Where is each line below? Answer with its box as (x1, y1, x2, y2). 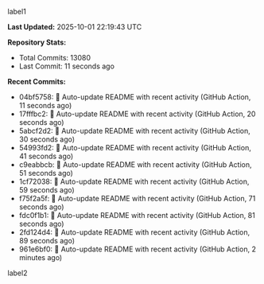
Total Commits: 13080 (18, 53, 91, 62)
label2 (7, 268, 28, 278)
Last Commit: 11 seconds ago (18, 61, 115, 71)
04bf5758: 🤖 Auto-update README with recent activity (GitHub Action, (18, 92, 251, 102)
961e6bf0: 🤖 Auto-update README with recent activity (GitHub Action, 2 (18, 244, 256, 254)
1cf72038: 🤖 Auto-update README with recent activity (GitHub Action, (18, 177, 250, 186)
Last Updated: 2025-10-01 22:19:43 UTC (7, 22, 142, 31)
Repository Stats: (7, 37, 67, 47)
